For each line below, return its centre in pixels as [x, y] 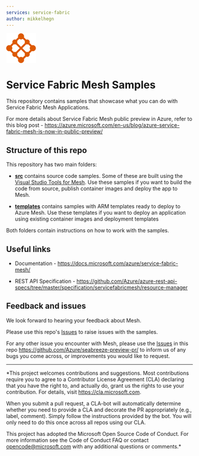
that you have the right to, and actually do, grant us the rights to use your [95, 385]
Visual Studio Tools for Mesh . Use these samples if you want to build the [103, 182]
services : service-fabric [38, 12]
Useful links [29, 249]
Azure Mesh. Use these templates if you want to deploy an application [100, 213]
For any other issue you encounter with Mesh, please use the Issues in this [97, 343]
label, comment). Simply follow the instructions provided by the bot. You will [99, 416]
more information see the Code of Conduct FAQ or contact [78, 440]
